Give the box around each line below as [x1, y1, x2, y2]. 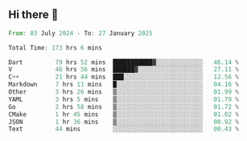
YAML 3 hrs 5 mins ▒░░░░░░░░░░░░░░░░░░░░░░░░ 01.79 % [8, 95, 240, 103]
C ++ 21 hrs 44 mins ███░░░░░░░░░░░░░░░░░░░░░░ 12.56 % [8, 73, 240, 81]
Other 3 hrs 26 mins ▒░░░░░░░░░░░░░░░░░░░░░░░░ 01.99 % [8, 88, 240, 96]
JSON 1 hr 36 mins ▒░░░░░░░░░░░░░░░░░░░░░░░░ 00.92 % [8, 118, 240, 126]
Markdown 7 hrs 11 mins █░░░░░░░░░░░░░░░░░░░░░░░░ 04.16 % [8, 81, 240, 89]
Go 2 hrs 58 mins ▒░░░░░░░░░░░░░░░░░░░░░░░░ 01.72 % [8, 103, 240, 111]
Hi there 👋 [8, 8, 59, 22]
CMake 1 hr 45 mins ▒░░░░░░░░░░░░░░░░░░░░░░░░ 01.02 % [8, 110, 240, 119]
